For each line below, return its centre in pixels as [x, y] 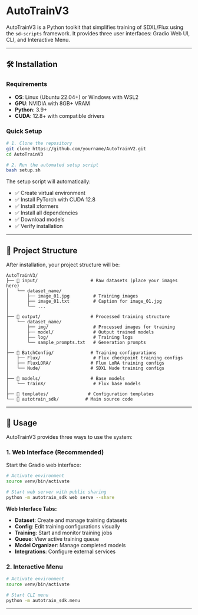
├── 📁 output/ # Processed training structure [88, 317]
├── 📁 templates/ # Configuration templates [80, 394]
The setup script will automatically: [48, 181]
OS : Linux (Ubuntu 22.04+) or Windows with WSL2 [76, 97]
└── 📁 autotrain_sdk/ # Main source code [70, 399]
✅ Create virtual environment [50, 193]
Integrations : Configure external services [65, 551]
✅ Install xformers [37, 206]
